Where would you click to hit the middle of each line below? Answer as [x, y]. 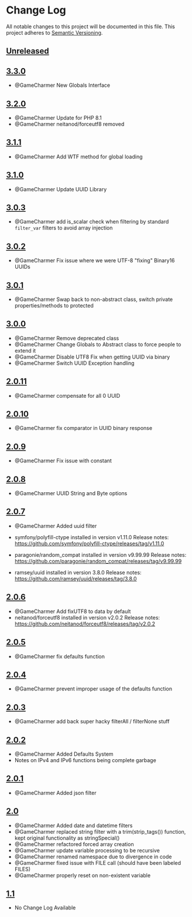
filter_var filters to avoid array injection [64, 228]
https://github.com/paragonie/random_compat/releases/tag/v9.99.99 [98, 561]
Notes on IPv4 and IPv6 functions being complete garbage [85, 760]
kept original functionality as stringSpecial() [67, 838]
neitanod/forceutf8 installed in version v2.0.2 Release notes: [87, 617]
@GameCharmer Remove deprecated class [67, 338]
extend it [25, 350]
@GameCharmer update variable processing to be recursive [87, 850]
